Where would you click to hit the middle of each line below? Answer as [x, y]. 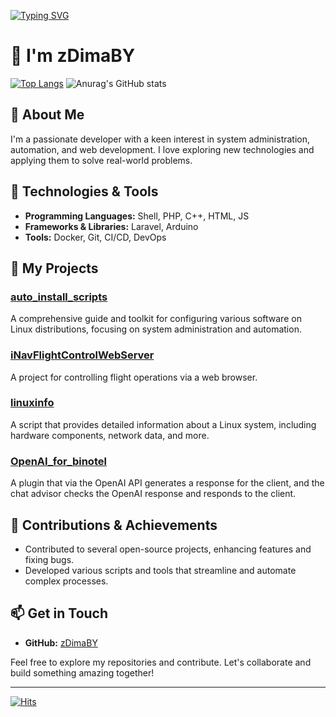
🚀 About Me [47, 115]
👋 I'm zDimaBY [73, 56]
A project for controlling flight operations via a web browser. [134, 377]
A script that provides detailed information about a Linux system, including [163, 424]
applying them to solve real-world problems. [101, 160]
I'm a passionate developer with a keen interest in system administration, [160, 139]
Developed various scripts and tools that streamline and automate [160, 570]
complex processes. [66, 581]
